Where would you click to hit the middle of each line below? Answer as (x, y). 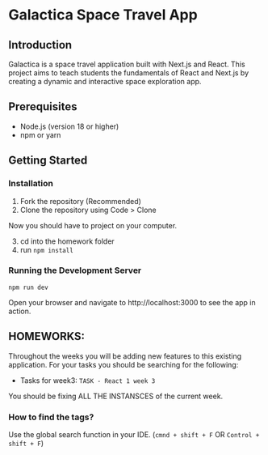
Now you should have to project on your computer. (93, 225)
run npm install (47, 249)
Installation (31, 184)
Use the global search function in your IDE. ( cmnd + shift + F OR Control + (134, 434)
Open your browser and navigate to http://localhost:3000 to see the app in (132, 302)
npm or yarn (40, 134)
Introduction (40, 45)
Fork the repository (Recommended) (80, 201)
